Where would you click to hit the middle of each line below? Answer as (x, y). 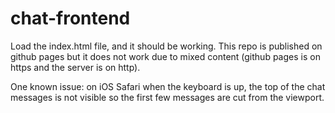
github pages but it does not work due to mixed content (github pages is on (165, 56)
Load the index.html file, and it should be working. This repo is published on (166, 46)
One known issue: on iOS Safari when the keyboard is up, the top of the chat (168, 86)
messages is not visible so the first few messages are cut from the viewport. (167, 97)
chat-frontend (70, 18)
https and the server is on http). (75, 67)
